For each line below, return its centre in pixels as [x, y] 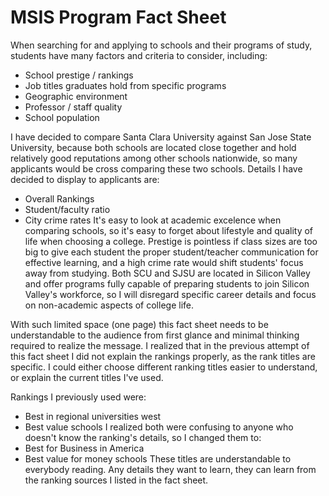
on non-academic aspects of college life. [109, 305]
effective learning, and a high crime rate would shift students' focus [164, 262]
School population [62, 117]
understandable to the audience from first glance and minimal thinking [155, 335]
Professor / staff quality [73, 107]
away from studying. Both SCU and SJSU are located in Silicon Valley [167, 273]
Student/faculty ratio [67, 209]
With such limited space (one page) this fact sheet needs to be [139, 324]
